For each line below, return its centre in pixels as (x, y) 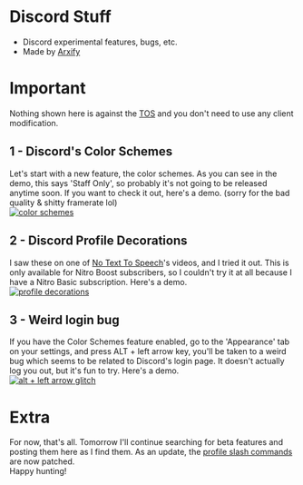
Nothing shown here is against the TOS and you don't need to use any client (151, 113)
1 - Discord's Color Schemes (91, 152)
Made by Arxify (51, 51)
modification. (34, 123)
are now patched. (42, 461)
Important (48, 89)
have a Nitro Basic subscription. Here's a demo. (98, 282)
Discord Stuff (60, 17)
